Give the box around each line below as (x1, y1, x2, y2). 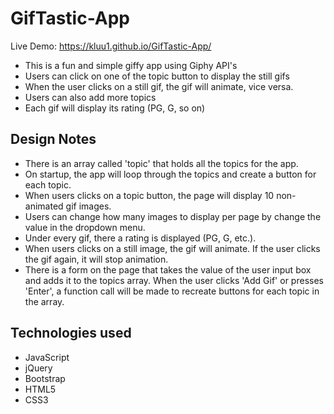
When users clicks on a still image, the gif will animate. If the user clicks (24, 242, 321, 254)
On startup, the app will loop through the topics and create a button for (24, 168, 317, 180)
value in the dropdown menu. (24, 221, 146, 233)
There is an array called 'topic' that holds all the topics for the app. (24, 157, 299, 169)
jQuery (24, 362, 53, 374)
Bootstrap (24, 372, 66, 384)
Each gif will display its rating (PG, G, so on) (24, 102, 206, 114)
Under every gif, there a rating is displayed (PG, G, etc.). (24, 232, 257, 244)
